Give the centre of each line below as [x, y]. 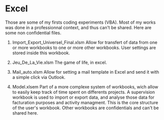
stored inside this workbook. [41, 53]
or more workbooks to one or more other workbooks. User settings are [84, 47]
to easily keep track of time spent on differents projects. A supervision [83, 92]
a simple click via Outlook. [39, 77]
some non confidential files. [33, 33]
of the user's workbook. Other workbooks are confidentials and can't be [85, 108]
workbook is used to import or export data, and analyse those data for [83, 97]
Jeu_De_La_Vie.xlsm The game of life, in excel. [60, 62]
